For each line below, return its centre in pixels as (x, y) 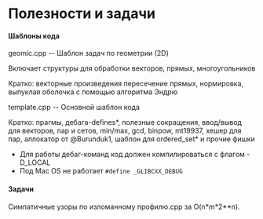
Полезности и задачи (82, 14)
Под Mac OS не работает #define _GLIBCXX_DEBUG (101, 171)
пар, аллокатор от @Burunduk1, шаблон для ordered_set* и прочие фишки (131, 139)
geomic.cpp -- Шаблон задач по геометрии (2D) (88, 53)
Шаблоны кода (34, 35)
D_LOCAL (35, 162)
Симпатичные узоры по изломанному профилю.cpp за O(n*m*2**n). (124, 206)
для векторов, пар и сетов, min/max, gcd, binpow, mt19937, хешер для (125, 131)
